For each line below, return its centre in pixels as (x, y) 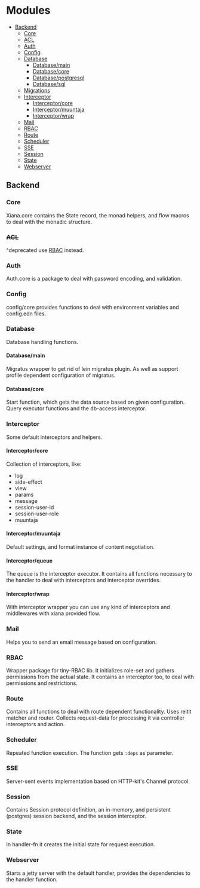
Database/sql (49, 84)
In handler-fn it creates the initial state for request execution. (81, 844)
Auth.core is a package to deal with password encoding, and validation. (94, 279)
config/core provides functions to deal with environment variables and (93, 307)
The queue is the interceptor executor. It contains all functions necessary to (99, 574)
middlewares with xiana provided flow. (53, 613)
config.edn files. (26, 314)
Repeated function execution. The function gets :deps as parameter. (90, 752)
